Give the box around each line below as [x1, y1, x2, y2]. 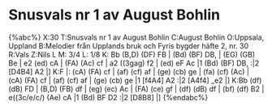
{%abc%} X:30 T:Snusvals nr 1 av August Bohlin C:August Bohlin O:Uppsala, [8, 32, 265, 42]
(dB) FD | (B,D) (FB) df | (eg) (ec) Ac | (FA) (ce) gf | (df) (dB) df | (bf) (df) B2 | [8, 83, 265, 94]
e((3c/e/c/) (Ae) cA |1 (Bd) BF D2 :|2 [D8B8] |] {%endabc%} [8, 92, 209, 102]
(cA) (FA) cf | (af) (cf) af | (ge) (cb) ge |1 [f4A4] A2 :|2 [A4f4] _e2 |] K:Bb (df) [8, 75, 262, 85]
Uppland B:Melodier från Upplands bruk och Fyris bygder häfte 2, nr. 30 [8, 40, 249, 50]
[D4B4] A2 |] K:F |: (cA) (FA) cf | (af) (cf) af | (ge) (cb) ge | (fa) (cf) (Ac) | [8, 66, 250, 76]
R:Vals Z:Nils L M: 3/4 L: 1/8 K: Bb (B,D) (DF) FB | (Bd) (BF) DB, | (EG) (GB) [8, 49, 256, 59]
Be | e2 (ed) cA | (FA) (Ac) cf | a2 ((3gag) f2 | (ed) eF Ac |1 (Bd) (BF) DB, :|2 [8, 58, 260, 68]
